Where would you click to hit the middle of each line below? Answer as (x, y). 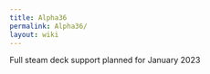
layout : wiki (34, 34)
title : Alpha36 (38, 18)
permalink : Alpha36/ (49, 26)
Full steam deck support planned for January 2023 (105, 60)
